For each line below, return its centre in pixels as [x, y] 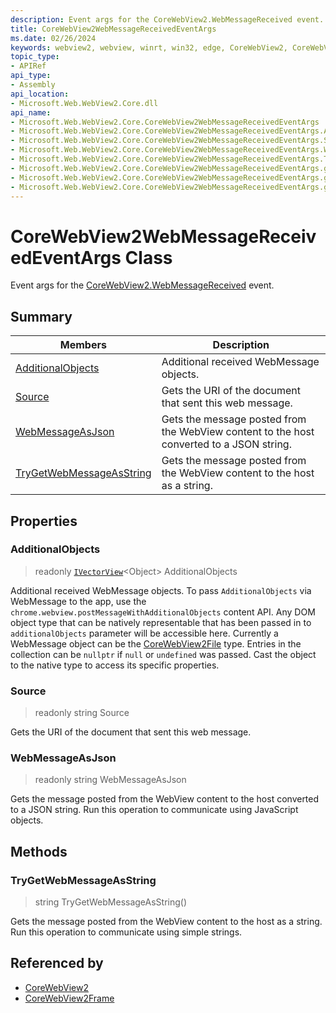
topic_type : [35, 57]
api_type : [31, 76]
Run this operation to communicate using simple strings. [126, 932]
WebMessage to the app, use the [78, 601]
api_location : [40, 94]
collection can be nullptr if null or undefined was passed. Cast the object [163, 654]
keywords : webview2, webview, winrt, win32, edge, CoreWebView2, [149, 47]
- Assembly [33, 85]
